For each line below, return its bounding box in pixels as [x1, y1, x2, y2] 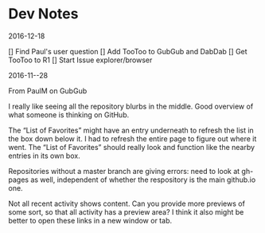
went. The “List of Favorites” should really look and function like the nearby [8, 142, 255, 152]
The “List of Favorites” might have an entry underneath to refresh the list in [8, 125, 255, 135]
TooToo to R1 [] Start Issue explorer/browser [8, 55, 153, 65]
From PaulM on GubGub [8, 85, 88, 96]
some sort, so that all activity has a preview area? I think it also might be [8, 207, 244, 216]
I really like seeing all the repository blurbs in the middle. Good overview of [8, 101, 254, 111]
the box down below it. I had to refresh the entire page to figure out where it [8, 133, 257, 144]
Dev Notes [8, 5, 79, 23]
